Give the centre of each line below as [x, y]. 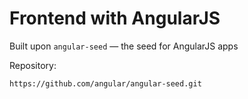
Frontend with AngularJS [115, 18]
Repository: [33, 65]
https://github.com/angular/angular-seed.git [105, 83]
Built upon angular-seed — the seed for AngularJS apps [124, 46]
